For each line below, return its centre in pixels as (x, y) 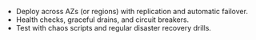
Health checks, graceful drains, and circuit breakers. (102, 20)
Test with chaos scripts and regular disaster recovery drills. (114, 28)
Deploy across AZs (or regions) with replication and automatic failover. (132, 11)
